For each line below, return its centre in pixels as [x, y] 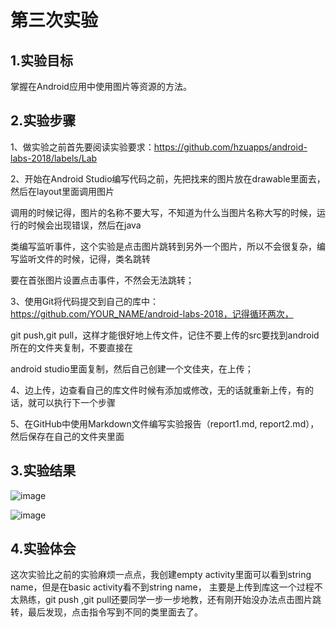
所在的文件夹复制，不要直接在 [71, 347]
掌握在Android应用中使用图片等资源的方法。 [101, 86]
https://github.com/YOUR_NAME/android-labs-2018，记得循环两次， [152, 313]
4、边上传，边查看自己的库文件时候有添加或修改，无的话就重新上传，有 [158, 390]
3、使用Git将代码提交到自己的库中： [85, 301]
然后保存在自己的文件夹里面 [67, 436]
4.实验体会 [43, 549]
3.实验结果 [43, 471]
